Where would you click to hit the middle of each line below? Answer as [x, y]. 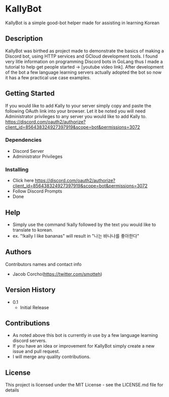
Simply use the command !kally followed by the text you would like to [84, 224]
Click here [23, 181]
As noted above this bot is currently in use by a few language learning [85, 335]
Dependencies [23, 140]
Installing [17, 169]
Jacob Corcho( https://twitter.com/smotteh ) [57, 274]
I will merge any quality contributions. [51, 357]
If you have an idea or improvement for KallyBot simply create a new [83, 346]
